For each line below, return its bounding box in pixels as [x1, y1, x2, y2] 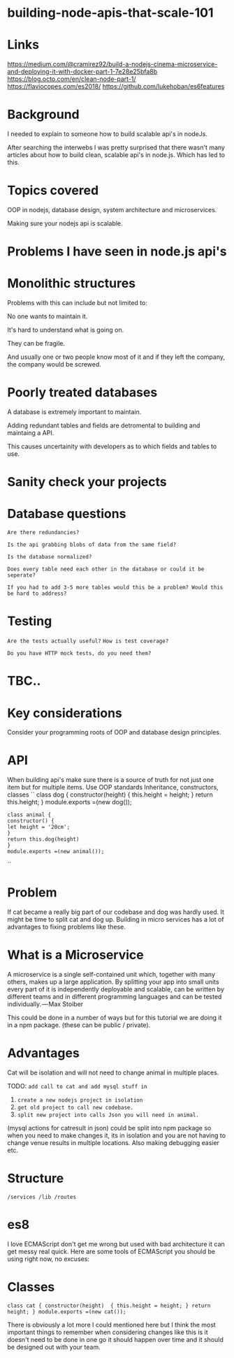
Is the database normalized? [7, 554, 92, 561]
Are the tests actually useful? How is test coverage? [7, 637, 169, 645]
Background [7, 107, 80, 123]
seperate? [7, 572, 36, 579]
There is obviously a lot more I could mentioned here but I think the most [7, 1320, 217, 1329]
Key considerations [7, 705, 122, 721]
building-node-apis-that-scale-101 [7, 5, 214, 21]
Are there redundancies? [7, 529, 80, 536]
